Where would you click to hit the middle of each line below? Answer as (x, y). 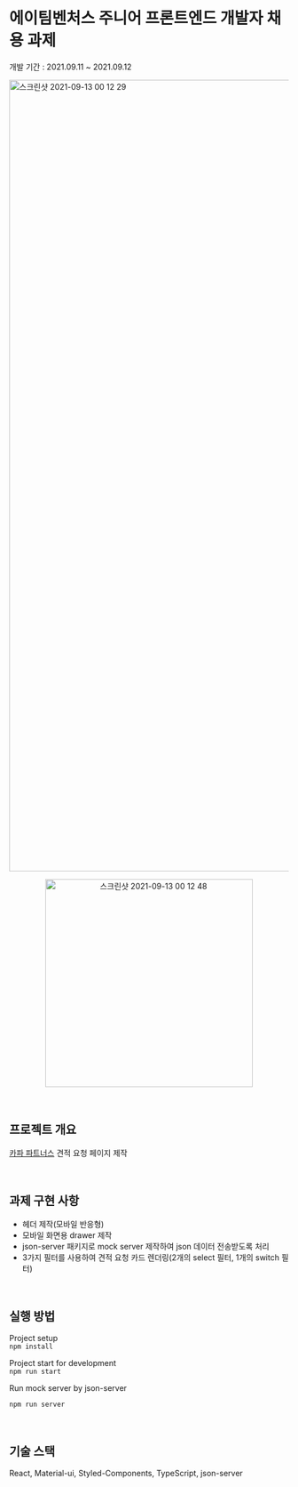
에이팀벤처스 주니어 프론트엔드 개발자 (136, 18)
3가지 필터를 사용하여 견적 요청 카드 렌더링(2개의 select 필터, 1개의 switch (150, 1257)
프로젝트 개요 (43, 1130)
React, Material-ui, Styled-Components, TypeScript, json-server (126, 1474)
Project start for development (63, 1363)
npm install (31, 1347)
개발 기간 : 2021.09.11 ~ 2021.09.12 (71, 67)
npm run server (37, 1405)
